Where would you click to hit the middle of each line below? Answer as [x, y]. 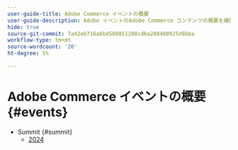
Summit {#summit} [45, 132]
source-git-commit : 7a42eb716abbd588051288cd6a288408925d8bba [101, 34]
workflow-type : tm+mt [39, 40]
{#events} [38, 112]
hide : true [23, 27]
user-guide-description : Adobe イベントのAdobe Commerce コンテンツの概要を [116, 21]
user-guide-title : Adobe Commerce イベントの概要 [78, 14]
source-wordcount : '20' [42, 47]
